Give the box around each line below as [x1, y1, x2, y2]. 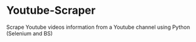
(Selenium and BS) [6, 29, 53, 37]
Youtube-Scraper [6, 4, 96, 17]
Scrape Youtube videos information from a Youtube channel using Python [6, 23, 190, 31]
